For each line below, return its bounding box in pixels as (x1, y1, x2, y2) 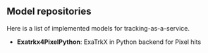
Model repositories (6, 6, 92, 17)
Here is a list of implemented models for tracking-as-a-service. (6, 24, 190, 32)
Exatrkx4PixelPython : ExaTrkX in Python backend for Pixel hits (16, 38, 202, 46)
